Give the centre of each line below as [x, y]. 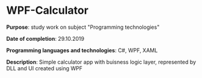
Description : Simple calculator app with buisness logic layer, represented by [101, 62]
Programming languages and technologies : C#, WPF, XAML [82, 50]
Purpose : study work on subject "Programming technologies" [83, 27]
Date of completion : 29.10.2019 [45, 38]
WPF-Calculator [47, 10]
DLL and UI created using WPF [44, 68]
